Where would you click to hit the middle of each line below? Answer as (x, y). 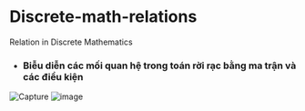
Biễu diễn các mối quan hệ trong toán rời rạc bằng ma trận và (159, 66)
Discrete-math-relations (103, 17)
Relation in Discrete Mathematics (71, 42)
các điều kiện (53, 76)
